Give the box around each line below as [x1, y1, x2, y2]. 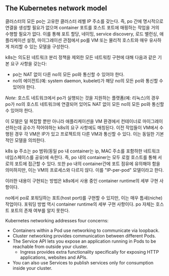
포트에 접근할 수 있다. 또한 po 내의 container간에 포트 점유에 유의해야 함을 [14, 161, 160, 167]
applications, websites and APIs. [20, 254, 88, 260]
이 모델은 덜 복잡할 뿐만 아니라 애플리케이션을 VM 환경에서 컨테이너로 [5, 118, 142, 124]
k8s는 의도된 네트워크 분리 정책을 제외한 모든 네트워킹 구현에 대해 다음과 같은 [5, 54, 157, 60]
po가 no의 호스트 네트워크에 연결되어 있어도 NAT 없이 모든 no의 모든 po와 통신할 [5, 101, 164, 107]
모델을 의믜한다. [14, 137, 46, 143]
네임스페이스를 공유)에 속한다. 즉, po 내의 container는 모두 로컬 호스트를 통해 [5, 154, 157, 160]
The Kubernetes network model [5, 4, 107, 13]
